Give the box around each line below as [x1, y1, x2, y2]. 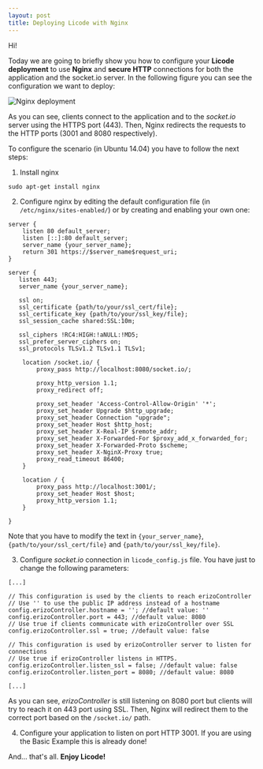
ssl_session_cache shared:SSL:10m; [18, 317, 135, 324]
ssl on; [18, 296, 44, 304]
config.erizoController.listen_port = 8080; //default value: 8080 [8, 668, 235, 676]
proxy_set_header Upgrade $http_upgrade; [36, 407, 175, 415]
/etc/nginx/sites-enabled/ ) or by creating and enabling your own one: [19, 204, 250, 214]
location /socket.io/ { [22, 358, 101, 366]
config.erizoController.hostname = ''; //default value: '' [8, 606, 210, 614]
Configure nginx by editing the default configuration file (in [19, 197, 210, 206]
